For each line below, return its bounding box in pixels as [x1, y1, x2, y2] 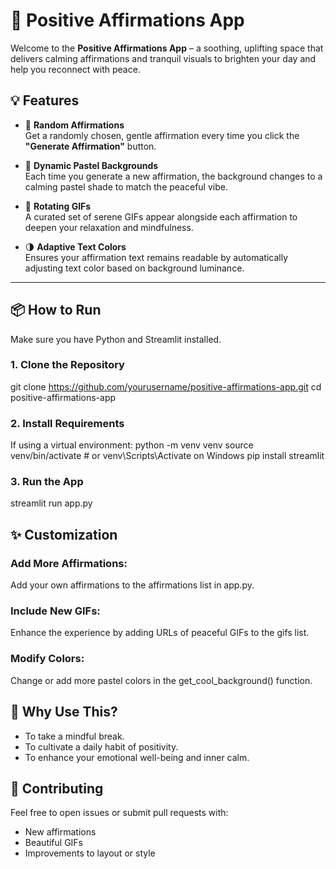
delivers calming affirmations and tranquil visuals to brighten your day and [10, 52, 317, 64]
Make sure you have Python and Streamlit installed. [10, 333, 222, 345]
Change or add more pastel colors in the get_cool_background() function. [10, 674, 313, 686]
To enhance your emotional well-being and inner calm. [24, 751, 250, 763]
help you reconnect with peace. [10, 63, 141, 75]
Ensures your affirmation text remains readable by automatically [24, 251, 289, 263]
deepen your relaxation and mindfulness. [24, 221, 194, 233]
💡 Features [10, 92, 80, 109]
